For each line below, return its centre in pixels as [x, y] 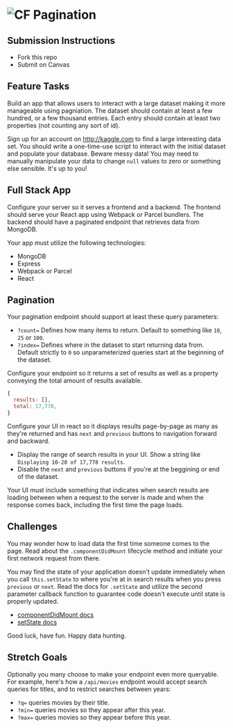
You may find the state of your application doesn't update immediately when [116, 572]
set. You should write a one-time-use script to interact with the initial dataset [116, 146]
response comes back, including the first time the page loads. [95, 505]
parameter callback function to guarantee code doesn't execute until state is [116, 594]
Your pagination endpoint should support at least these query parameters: [113, 317]
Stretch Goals [37, 657]
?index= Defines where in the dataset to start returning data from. [111, 345]
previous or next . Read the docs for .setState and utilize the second [105, 586]
